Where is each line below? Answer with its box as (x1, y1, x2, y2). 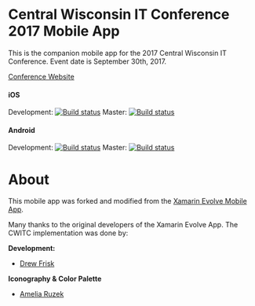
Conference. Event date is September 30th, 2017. (8, 57, 167, 66)
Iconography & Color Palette (8, 274, 102, 284)
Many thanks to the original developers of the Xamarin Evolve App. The (8, 220, 239, 230)
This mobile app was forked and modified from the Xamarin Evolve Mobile (8, 197, 247, 206)
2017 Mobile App (8, 22, 120, 40)
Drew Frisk (19, 259, 55, 268)
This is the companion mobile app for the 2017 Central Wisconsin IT (8, 48, 228, 57)
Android (8, 125, 35, 135)
